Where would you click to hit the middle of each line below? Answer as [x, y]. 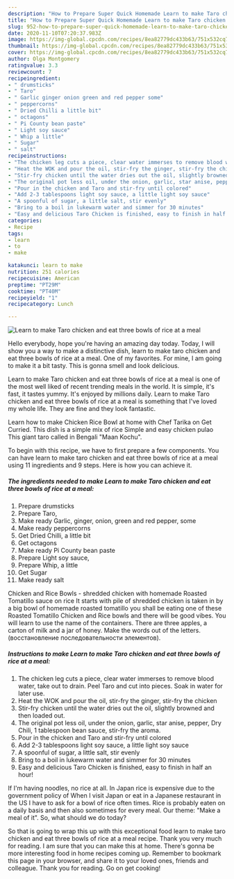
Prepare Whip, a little [48, 565]
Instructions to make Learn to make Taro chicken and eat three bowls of [114, 654]
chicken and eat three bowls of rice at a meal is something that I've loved [112, 401]
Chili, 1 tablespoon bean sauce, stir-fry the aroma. [89, 730]
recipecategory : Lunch [41, 304]
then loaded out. [41, 716]
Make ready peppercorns [54, 529]
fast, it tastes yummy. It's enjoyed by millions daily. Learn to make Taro [109, 394]
